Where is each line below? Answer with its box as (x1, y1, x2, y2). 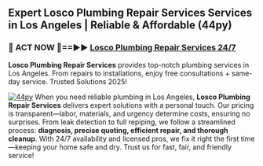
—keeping (8, 142, 42, 152)
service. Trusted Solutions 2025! (22, 76, 128, 86)
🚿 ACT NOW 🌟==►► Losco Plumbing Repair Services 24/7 (8, 42, 237, 53)
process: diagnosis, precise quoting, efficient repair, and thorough (8, 125, 229, 135)
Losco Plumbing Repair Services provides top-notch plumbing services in (8, 60, 250, 69)
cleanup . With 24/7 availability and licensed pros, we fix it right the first (8, 134, 239, 143)
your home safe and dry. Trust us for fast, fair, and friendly (42, 142, 232, 152)
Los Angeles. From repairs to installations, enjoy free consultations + (8, 68, 230, 78)
